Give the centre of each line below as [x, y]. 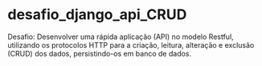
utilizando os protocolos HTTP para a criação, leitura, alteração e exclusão [131, 45]
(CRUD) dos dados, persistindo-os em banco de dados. [100, 53]
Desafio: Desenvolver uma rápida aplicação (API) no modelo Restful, [121, 37]
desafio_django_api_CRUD [97, 15]
